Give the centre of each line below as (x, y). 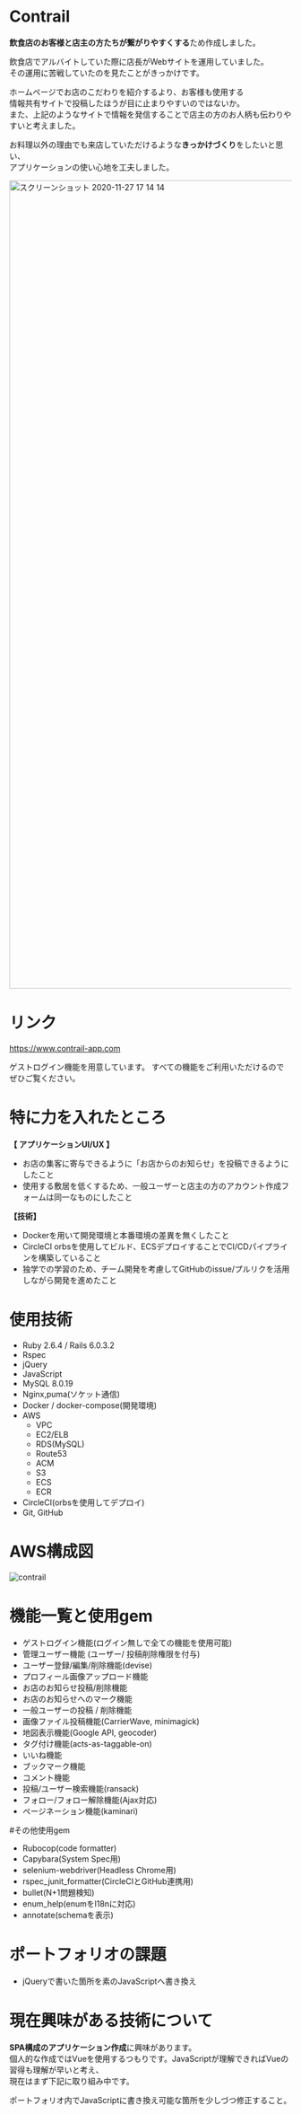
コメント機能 (46, 1777)
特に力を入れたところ (88, 1118)
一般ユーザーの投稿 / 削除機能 (77, 1710)
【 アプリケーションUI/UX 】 (62, 1144)
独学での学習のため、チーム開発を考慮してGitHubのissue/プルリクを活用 (156, 1269)
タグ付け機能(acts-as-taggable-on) (87, 1743)
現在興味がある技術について (111, 2020)
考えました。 (56, 125)
